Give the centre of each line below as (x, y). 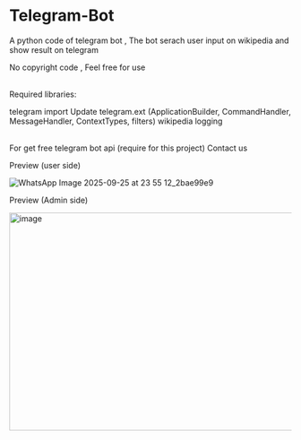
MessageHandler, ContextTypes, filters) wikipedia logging (116, 121)
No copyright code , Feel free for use (77, 67)
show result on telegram (54, 49)
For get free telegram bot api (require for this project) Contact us (129, 148)
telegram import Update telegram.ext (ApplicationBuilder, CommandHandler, (150, 111)
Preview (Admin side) (49, 200)
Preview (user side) (45, 165)
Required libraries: (43, 94)
